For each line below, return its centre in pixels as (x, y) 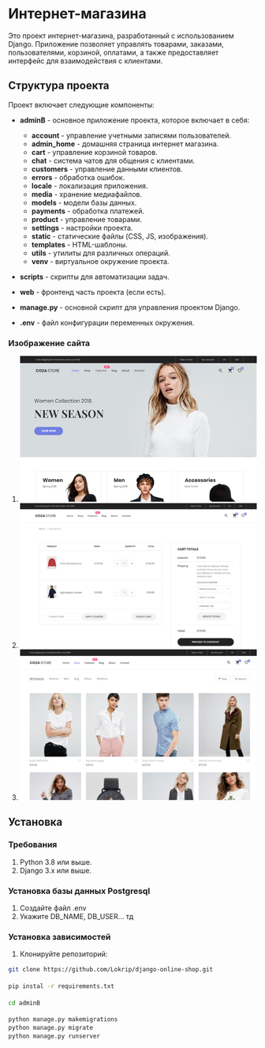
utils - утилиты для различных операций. (101, 253)
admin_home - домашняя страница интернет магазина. (125, 144)
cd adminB (24, 1003)
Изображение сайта (49, 343)
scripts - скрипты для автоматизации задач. (94, 277)
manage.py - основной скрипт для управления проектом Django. (130, 307)
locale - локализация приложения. (90, 186)
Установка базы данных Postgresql (79, 891)
